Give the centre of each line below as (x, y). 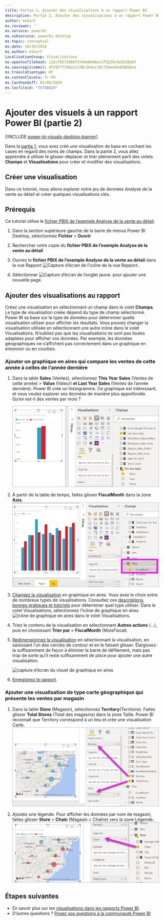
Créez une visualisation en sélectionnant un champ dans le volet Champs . (80, 307)
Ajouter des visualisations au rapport (63, 295)
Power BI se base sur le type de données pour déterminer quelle (70, 318)
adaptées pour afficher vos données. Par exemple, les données (69, 338)
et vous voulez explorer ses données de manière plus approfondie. (79, 394)
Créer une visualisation (41, 177)
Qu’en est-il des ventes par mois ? (46, 399)
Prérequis (20, 209)
